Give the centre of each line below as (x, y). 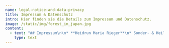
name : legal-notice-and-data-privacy (45, 10)
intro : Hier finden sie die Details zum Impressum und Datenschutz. (78, 19)
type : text (26, 38)
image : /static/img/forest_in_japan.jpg (48, 24)
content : (14, 28)
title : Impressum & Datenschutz (39, 14)
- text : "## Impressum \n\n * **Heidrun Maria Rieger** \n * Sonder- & (82, 33)
